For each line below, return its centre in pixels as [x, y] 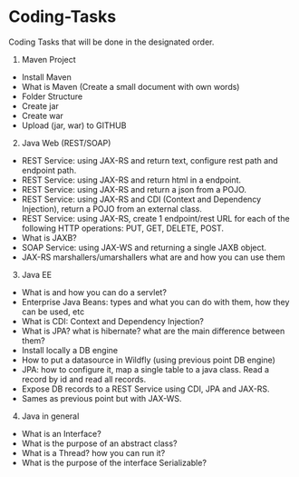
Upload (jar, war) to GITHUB [74, 125]
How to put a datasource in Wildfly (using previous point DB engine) [148, 360]
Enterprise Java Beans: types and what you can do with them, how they [155, 302]
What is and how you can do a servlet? [94, 292]
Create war [43, 115]
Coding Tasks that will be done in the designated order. [111, 42]
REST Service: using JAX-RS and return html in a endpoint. [131, 180]
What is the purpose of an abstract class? [99, 443]
